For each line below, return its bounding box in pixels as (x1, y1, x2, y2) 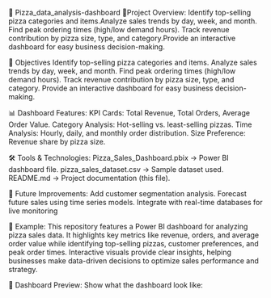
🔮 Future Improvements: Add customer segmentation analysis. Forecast (8, 189, 247, 198)
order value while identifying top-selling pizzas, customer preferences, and (8, 239, 259, 248)
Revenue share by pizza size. (8, 137, 106, 146)
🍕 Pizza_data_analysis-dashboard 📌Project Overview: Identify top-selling (8, 8, 252, 17)
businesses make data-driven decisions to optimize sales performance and (8, 256, 259, 266)
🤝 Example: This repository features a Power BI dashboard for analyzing (8, 222, 248, 231)
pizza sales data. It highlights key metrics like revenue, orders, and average (8, 230, 260, 240)
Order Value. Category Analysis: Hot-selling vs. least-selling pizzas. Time (8, 120, 252, 129)
